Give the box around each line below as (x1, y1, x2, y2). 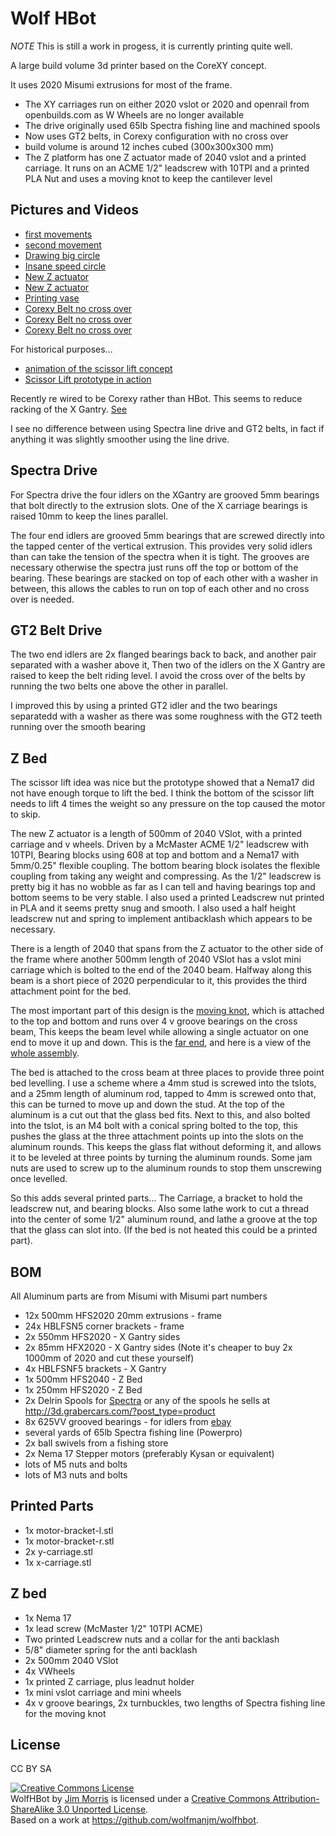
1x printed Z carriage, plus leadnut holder (24, 1675, 195, 1687)
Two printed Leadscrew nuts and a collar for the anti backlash (24, 1633, 280, 1645)
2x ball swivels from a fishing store (24, 1437, 169, 1449)
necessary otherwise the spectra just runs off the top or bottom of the (10, 561, 299, 573)
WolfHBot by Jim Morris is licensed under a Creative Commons (10, 1793, 271, 1805)
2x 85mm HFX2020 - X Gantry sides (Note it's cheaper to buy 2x (24, 1342, 293, 1353)
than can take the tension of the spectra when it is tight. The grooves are (10, 550, 310, 562)
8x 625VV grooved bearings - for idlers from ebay (24, 1416, 232, 1427)
